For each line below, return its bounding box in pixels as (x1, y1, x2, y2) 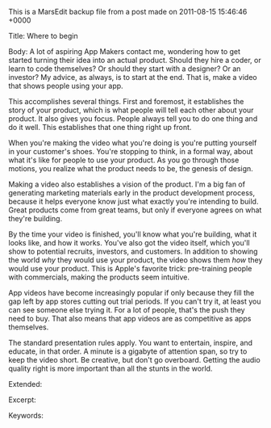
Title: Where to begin (8, 31, 78, 40)
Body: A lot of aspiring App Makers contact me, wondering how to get (8, 47, 240, 56)
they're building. (8, 214, 63, 223)
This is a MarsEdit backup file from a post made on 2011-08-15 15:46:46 (8, 7, 248, 16)
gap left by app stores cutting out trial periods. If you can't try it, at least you (8, 296, 261, 306)
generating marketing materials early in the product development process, (8, 188, 256, 197)
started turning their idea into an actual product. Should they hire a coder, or (8, 56, 261, 65)
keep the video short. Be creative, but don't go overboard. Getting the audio (8, 355, 261, 364)
